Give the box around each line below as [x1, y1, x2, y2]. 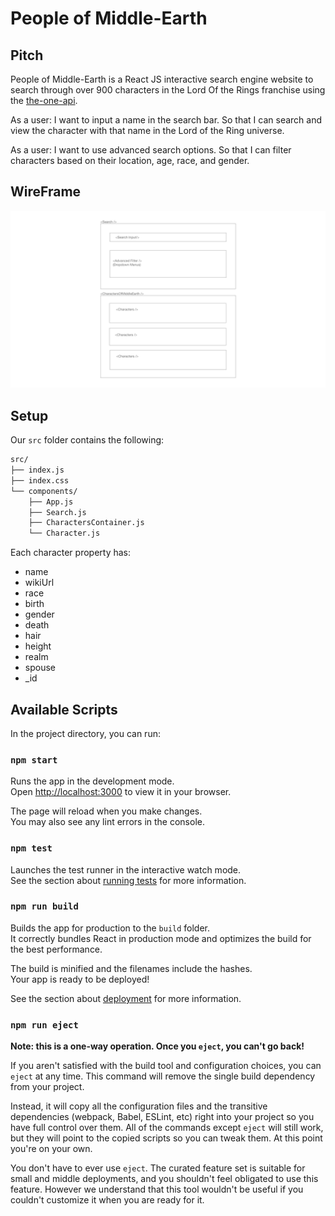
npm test [10, 843, 53, 854]
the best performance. [10, 943, 103, 955]
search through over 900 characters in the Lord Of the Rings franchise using [10, 84, 326, 96]
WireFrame [10, 183, 82, 201]
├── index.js [10, 465, 65, 475]
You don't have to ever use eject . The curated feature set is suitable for [10, 1162, 306, 1174]
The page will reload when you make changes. [10, 805, 203, 817]
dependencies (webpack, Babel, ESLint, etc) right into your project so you [10, 1111, 315, 1123]
